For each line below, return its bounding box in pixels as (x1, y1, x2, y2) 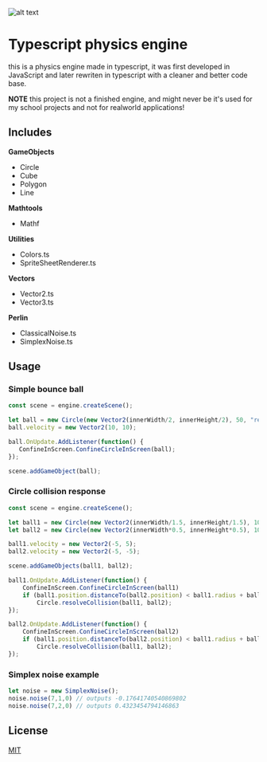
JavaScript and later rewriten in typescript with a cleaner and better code (8, 70, 248, 80)
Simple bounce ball (8, 383, 84, 395)
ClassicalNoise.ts (19, 328, 77, 338)
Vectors (8, 273, 36, 283)
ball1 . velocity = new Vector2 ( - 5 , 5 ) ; (8, 540, 137, 548)
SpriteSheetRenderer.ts (19, 257, 97, 267)
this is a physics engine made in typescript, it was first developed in (8, 61, 230, 71)
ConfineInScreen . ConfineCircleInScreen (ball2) (22, 628, 180, 636)
